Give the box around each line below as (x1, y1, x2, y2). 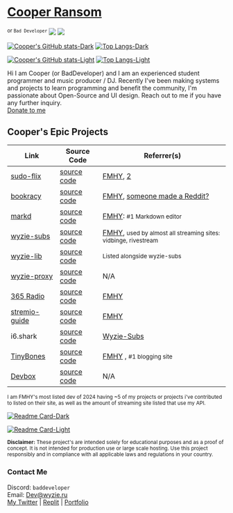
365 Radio (10, 292, 45, 301)
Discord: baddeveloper (7, 483, 71, 491)
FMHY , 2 (103, 171, 132, 181)
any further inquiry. (7, 98, 62, 106)
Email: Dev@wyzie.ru (7, 490, 68, 498)
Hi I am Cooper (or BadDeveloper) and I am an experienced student (7, 69, 200, 77)
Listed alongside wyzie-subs (103, 252, 182, 260)
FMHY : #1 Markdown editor (103, 212, 182, 221)
